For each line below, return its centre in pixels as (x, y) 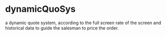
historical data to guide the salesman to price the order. (62, 28)
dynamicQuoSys (40, 9)
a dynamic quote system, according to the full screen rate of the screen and (83, 23)
